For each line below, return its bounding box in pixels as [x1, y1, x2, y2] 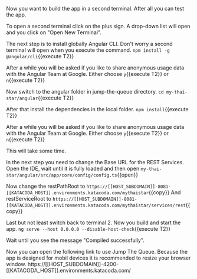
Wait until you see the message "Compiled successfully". [6, 237, 145, 244]
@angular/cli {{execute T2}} [6, 53, 74, 59]
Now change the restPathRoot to [6, 182, 86, 190]
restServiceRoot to [6, 195, 52, 202]
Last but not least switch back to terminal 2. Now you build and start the [6, 219, 181, 226]
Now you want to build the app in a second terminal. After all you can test [6, 5, 185, 12]
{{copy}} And [148, 189, 181, 196]
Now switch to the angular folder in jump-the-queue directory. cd [6, 88, 164, 95]
